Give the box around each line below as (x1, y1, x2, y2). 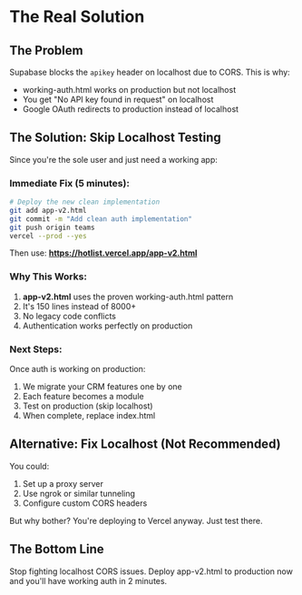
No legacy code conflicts (22, 310, 116, 321)
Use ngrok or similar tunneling (22, 488, 136, 499)
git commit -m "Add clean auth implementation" (9, 214, 193, 224)
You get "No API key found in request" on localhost (22, 94, 214, 105)
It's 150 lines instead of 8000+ (22, 300, 137, 311)
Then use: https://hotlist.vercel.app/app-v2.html (9, 247, 198, 258)
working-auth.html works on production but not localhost (22, 85, 237, 95)
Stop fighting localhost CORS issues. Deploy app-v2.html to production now (9, 566, 293, 577)
